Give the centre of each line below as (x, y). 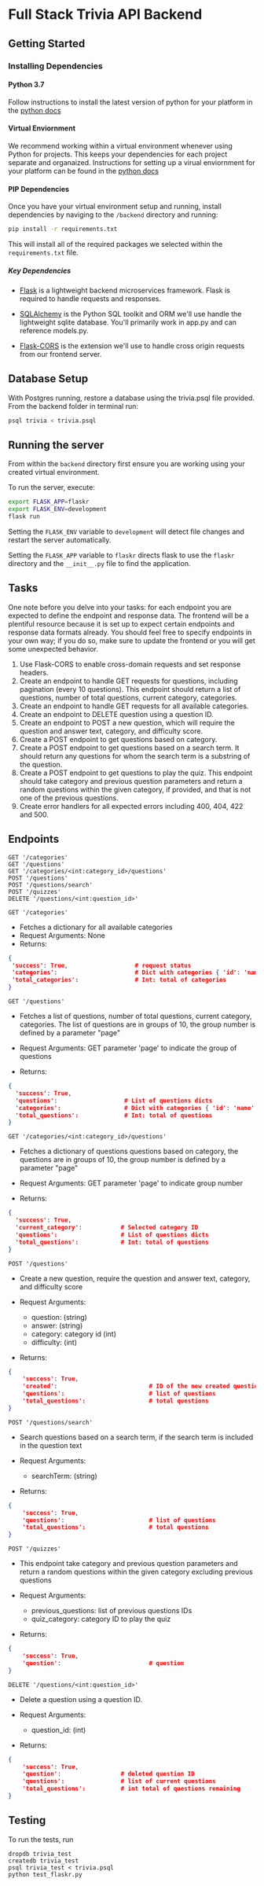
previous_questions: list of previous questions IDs (112, 1611)
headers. (34, 672)
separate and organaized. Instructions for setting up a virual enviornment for (132, 162)
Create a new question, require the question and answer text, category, (135, 1278)
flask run (24, 517)
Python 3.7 (26, 85)
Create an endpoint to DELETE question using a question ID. (116, 714)
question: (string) (59, 1317)
